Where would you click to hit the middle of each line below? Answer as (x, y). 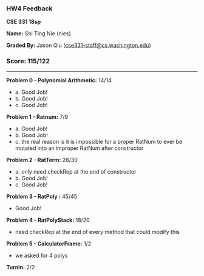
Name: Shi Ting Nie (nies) (39, 34)
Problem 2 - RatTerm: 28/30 (42, 160)
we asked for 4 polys (41, 255)
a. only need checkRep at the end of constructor (76, 171)
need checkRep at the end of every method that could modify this (97, 232)
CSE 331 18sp (24, 22)
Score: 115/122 (28, 61)
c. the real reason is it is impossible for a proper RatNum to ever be (99, 141)
